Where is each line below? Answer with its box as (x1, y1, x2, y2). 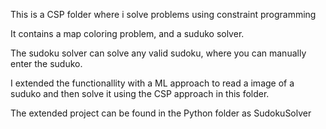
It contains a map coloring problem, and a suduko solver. (10, 28, 245, 39)
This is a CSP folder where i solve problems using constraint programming (10, 9, 317, 20)
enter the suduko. (10, 58, 83, 69)
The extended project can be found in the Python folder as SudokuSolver (10, 107, 312, 119)
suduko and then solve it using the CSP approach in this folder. (10, 88, 270, 99)
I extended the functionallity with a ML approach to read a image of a (10, 77, 295, 89)
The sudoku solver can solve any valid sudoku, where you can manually (10, 47, 307, 59)
